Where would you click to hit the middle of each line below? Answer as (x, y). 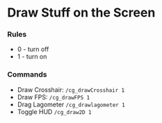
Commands (27, 75)
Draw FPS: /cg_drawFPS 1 (54, 97)
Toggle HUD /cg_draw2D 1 (54, 111)
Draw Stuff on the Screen (81, 13)
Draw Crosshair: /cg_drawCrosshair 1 (71, 89)
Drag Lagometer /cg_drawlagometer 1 (71, 104)
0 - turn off (33, 49)
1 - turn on (32, 57)
